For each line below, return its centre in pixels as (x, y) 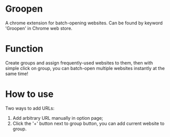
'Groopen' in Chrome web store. (39, 28)
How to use (29, 94)
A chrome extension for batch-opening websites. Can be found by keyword (84, 23)
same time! (17, 74)
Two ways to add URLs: (30, 108)
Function (24, 49)
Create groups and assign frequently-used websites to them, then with (79, 63)
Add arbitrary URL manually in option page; (58, 118)
